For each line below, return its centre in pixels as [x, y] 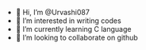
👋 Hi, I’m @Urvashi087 [52, 12]
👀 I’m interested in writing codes [68, 21]
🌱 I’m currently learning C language [73, 29]
